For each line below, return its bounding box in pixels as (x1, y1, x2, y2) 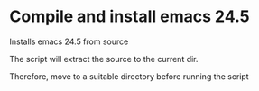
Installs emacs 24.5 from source (9, 36, 129, 47)
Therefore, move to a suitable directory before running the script (9, 70, 250, 82)
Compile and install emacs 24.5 (9, 6, 250, 27)
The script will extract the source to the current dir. (9, 53, 199, 64)
